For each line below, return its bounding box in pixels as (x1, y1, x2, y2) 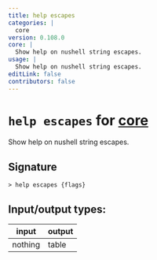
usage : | (8, 56, 37, 64)
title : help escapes (8, 11, 76, 20)
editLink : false (8, 70, 61, 78)
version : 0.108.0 (8, 33, 65, 42)
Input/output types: (8, 202, 107, 216)
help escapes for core (8, 111, 149, 129)
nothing (12, 240, 41, 251)
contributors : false (8, 77, 76, 85)
